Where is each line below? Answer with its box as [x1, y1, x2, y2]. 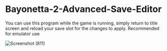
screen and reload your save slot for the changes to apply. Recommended [5, 25, 159, 31]
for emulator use [5, 30, 40, 36]
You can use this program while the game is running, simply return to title [5, 20, 158, 26]
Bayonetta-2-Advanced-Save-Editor [5, 3, 162, 15]
